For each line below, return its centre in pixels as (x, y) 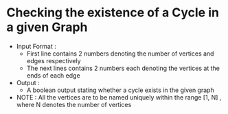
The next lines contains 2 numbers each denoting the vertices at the (123, 68)
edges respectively (54, 60)
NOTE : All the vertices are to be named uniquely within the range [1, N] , (119, 97)
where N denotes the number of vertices (74, 104)
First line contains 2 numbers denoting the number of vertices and (120, 54)
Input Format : (36, 46)
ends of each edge (53, 75)
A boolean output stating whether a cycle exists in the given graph (120, 90)
